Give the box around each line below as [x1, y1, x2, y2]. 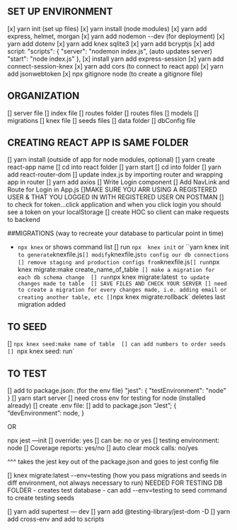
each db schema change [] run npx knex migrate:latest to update [17, 273, 210, 281]
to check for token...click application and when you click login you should [7, 201, 221, 209]
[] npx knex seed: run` [7, 347, 75, 355]
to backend [7, 216, 40, 224]
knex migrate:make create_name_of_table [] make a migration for [17, 265, 215, 274]
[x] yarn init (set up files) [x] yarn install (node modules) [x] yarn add [7, 24, 207, 33]
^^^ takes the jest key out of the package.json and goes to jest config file [7, 457, 219, 466]
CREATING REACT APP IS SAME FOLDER [7, 137, 189, 149]
